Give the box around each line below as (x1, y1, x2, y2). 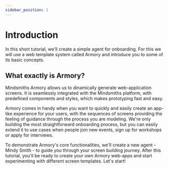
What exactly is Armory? (5, 71, 85, 80)
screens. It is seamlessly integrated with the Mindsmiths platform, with (5, 90, 152, 96)
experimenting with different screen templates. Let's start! (5, 158, 126, 164)
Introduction (5, 29, 59, 40)
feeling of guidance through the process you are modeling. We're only (5, 116, 151, 122)
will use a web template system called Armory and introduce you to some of (5, 51, 163, 57)
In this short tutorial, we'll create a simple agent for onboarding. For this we (5, 46, 161, 52)
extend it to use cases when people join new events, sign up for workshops (5, 127, 162, 133)
